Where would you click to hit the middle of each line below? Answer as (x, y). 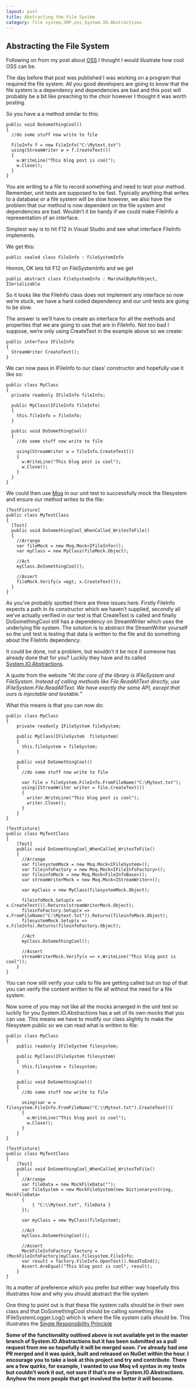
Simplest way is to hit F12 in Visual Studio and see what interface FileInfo (93, 229)
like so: (15, 375)
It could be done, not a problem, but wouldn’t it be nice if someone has (91, 652)
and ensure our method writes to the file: (55, 499)
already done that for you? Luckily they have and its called (76, 658)
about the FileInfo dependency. (43, 640)
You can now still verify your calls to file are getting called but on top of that (97, 983)
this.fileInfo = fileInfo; (49, 416)
